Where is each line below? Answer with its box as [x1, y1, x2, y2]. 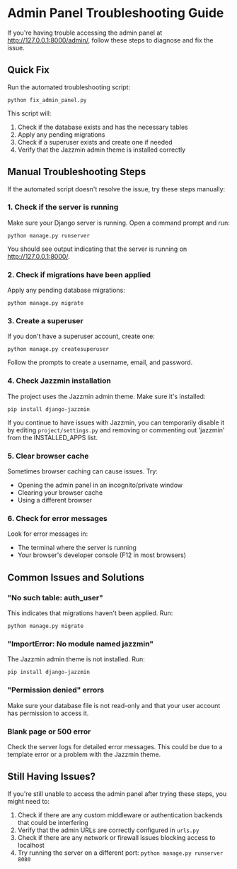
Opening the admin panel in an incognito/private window [17, 481, 183, 490]
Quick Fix [7, 64, 50, 76]
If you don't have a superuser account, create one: [7, 332, 156, 341]
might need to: [7, 797, 50, 805]
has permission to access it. [7, 709, 89, 717]
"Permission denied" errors [7, 685, 105, 695]
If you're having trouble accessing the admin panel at [7, 28, 163, 37]
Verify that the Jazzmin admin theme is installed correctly [17, 145, 186, 154]
